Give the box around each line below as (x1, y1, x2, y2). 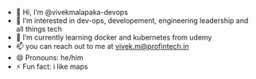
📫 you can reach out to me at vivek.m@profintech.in (15, 42, 189, 51)
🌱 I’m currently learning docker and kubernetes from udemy (15, 32, 212, 42)
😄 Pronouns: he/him (15, 53, 83, 62)
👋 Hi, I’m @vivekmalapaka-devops (15, 8, 129, 17)
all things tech (15, 24, 62, 33)
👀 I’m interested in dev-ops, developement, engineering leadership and (15, 16, 249, 25)
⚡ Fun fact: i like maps (15, 62, 89, 71)
